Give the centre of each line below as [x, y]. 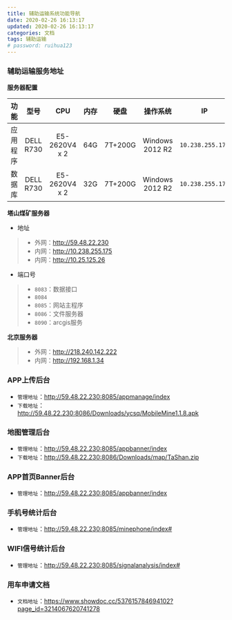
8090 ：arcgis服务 [58, 323]
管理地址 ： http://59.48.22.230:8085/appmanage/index [94, 396]
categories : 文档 [31, 33]
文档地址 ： [31, 601]
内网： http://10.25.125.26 [70, 260]
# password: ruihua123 [40, 46]
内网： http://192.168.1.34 [69, 361]
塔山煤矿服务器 [28, 213]
